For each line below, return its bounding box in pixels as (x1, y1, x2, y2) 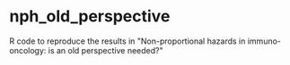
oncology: (9, 45, 47, 55)
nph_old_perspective (9, 6, 171, 27)
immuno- (247, 36, 281, 46)
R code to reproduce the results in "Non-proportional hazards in (9, 36, 246, 46)
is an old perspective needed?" (48, 45, 163, 55)
